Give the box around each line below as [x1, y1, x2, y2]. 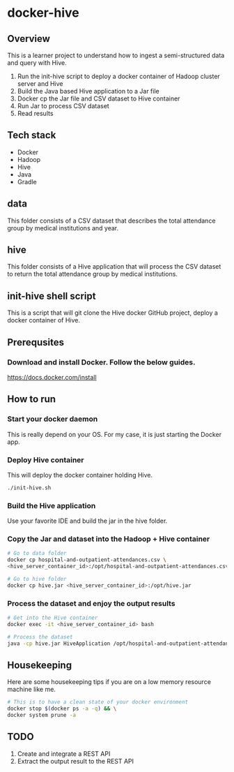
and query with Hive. [7, 59, 68, 67]
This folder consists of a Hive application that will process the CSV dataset [7, 262, 221, 271]
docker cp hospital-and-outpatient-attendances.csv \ [7, 556, 167, 563]
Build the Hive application [7, 500, 96, 510]
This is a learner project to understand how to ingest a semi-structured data [7, 51, 225, 59]
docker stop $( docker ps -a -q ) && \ [7, 705, 117, 713]
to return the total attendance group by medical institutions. [7, 270, 178, 279]
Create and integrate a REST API [17, 749, 111, 758]
